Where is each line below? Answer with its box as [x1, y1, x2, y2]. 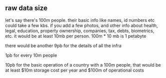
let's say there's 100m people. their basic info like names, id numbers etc [5, 17, 155, 23]
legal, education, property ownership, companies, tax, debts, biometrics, [5, 27, 155, 34]
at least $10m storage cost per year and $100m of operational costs [5, 67, 145, 73]
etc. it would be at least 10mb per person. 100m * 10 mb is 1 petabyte [5, 33, 147, 39]
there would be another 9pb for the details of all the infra [5, 42, 122, 49]
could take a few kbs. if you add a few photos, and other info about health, [5, 22, 158, 28]
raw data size [5, 4, 48, 12]
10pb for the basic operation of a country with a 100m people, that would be [5, 62, 161, 68]
